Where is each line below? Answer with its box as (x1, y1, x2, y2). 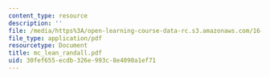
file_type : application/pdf (8, 34, 103, 43)
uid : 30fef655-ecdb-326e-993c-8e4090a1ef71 (8, 57, 157, 65)
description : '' (8, 19, 63, 27)
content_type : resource (8, 11, 88, 20)
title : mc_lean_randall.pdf (8, 49, 103, 57)
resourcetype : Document (8, 42, 88, 50)
